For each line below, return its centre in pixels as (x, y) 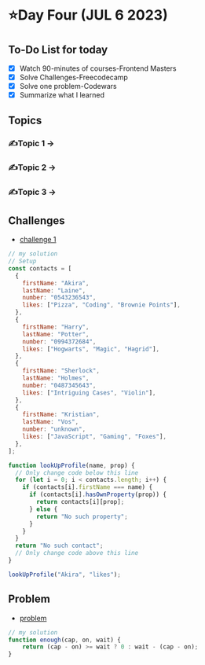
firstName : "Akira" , (56, 283)
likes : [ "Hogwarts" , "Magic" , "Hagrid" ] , (91, 349)
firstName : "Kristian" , (61, 415)
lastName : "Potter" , (56, 334)
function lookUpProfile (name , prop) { (71, 465)
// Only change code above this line (77, 553)
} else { (43, 509)
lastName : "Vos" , (51, 422)
